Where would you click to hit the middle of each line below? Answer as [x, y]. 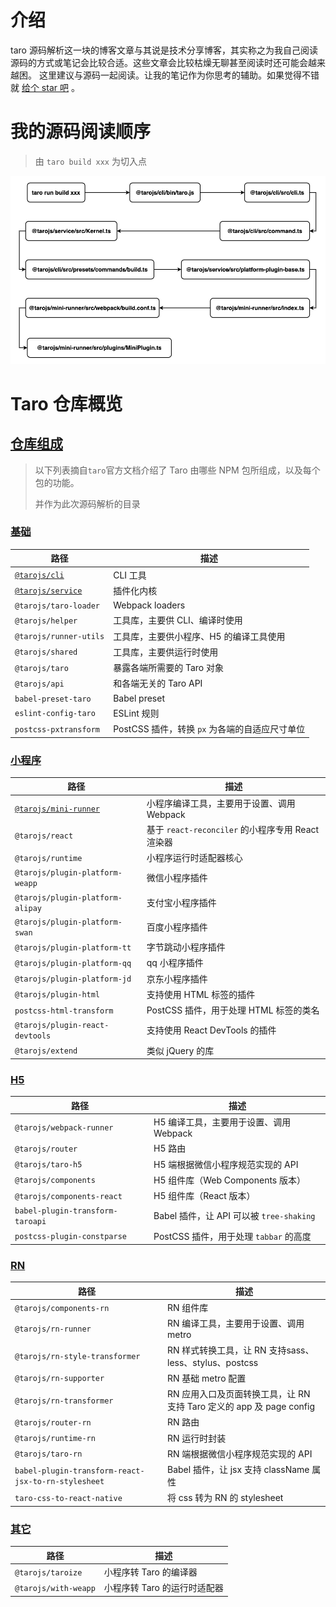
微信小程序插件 [177, 878]
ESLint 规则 [136, 713]
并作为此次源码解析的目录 [87, 503]
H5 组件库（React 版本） [204, 1196]
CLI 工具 [130, 575]
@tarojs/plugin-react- [62, 1026]
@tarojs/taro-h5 [48, 1165]
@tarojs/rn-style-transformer [77, 1357]
